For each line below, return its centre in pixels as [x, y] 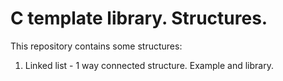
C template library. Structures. [139, 18]
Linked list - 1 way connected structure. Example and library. [149, 65]
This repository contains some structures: [96, 46]
